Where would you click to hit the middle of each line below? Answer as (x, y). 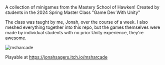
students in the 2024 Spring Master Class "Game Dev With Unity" (73, 12)
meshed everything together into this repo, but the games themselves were (83, 27)
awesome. (16, 38)
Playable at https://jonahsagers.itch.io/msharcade (56, 57)
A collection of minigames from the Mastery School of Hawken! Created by (82, 7)
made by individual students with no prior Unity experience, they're (74, 32)
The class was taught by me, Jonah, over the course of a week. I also (77, 22)
